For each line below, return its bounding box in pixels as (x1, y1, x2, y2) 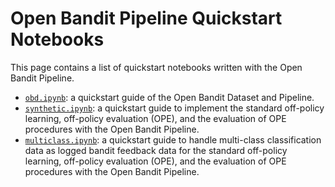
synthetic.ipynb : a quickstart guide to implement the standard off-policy (24, 102, 325, 114)
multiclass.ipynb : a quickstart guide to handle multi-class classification (24, 133, 322, 146)
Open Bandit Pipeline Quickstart (10, 7, 283, 30)
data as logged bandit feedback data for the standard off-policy (24, 144, 288, 156)
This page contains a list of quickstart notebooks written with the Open (10, 61, 303, 73)
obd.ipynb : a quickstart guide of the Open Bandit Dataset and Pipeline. (24, 91, 315, 103)
